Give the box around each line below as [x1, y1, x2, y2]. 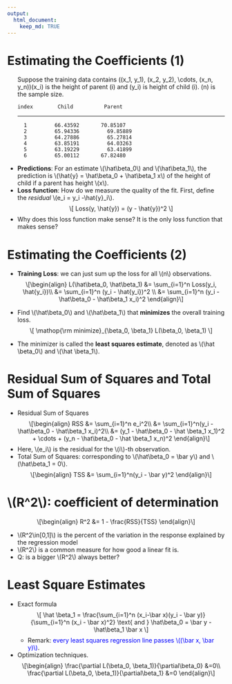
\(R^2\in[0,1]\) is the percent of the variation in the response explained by [17, 531, 225, 539]
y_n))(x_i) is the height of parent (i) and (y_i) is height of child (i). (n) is [17, 83, 216, 91]
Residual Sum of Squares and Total [7, 371, 211, 387]
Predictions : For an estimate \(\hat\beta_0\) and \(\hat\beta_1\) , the [17, 164, 207, 173]
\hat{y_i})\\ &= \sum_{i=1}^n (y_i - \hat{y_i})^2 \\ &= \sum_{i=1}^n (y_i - [23, 288, 220, 296]
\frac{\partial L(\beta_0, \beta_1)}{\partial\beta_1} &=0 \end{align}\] [27, 669, 215, 677]
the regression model [17, 538, 78, 547]
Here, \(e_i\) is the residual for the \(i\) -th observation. [17, 445, 171, 453]
